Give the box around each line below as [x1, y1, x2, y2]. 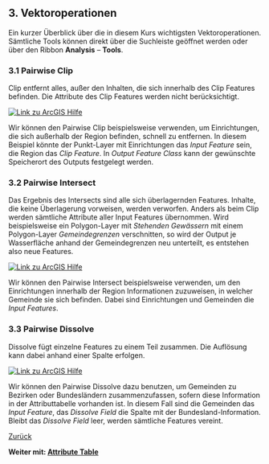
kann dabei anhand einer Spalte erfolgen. [8, 350, 145, 360]
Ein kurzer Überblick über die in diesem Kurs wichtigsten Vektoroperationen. [8, 27, 262, 37]
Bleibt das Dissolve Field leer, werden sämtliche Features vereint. [8, 416, 223, 425]
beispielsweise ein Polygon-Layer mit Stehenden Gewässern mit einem [8, 221, 243, 231]
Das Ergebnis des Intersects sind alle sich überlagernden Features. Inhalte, [8, 195, 256, 205]
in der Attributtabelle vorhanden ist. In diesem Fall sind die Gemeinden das [8, 398, 255, 409]
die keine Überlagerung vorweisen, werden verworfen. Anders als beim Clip [8, 204, 259, 214]
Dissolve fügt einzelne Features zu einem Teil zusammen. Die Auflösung [8, 342, 247, 351]
